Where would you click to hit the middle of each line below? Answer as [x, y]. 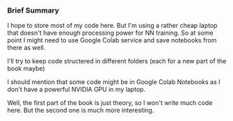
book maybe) [26, 69]
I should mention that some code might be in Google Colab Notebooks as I [114, 82]
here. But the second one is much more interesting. [81, 111]
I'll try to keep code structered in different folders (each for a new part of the [117, 61]
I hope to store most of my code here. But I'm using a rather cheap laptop [112, 26]
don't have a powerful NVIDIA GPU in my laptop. [77, 90]
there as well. [26, 48]
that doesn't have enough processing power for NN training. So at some [110, 33]
